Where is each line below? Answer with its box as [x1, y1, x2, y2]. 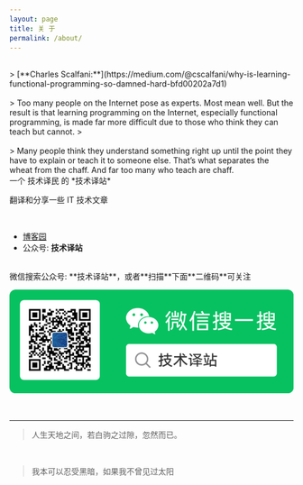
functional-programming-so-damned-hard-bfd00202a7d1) [9, 78, 227, 89]
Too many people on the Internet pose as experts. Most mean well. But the [16, 97, 294, 108]
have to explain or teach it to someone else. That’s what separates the [9, 155, 270, 166]
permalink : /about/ [9, 33, 83, 42]
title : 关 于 [9, 23, 56, 33]
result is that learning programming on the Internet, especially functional [9, 107, 278, 118]
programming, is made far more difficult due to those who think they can [9, 117, 279, 128]
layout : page [9, 14, 59, 23]
